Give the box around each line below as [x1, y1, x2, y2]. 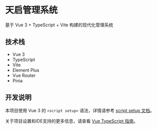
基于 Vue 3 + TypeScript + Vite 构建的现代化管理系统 [5, 22, 114, 28]
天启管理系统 [5, 4, 58, 16]
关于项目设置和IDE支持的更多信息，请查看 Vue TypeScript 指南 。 [5, 118, 138, 124]
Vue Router [12, 72, 36, 78]
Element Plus [12, 67, 39, 73]
